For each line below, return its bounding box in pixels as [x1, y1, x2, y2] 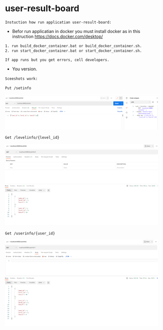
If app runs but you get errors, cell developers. [5, 57, 110, 62]
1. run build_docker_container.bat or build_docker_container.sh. [5, 43, 142, 49]
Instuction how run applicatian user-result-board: [5, 20, 112, 25]
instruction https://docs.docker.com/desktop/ [12, 33, 103, 39]
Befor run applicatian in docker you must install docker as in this [12, 28, 141, 34]
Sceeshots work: [5, 76, 38, 81]
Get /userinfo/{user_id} [5, 231, 55, 236]
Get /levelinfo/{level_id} [5, 135, 60, 140]
